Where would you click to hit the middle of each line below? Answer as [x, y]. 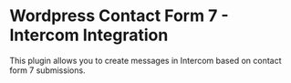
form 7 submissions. [47, 70]
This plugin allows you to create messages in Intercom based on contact [145, 60]
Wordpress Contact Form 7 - [120, 16]
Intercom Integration [89, 35]
